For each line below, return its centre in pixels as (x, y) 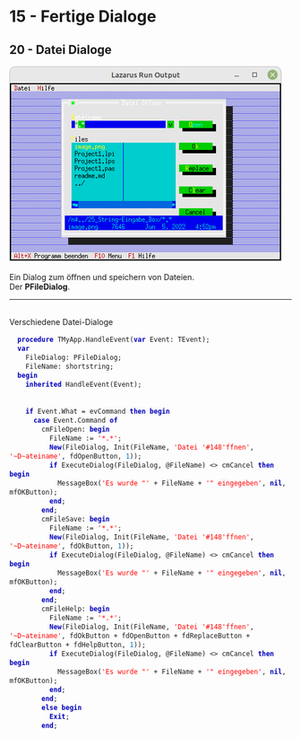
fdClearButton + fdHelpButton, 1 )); (77, 645)
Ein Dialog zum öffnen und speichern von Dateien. (102, 277)
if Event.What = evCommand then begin (98, 411)
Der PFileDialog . (40, 286)
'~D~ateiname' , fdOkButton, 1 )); (72, 546)
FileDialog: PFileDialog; (74, 357)
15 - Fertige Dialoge (83, 17)
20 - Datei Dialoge (60, 50)
